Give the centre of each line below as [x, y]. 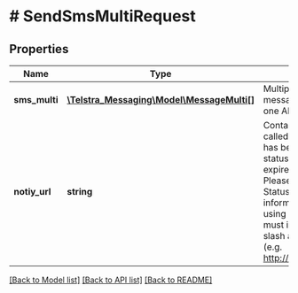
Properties [39, 49]
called [276, 136]
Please [277, 181]
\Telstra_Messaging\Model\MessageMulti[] [161, 100]
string [80, 192]
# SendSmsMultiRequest [103, 16]
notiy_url [32, 192]
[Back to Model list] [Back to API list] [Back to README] [111, 280]
